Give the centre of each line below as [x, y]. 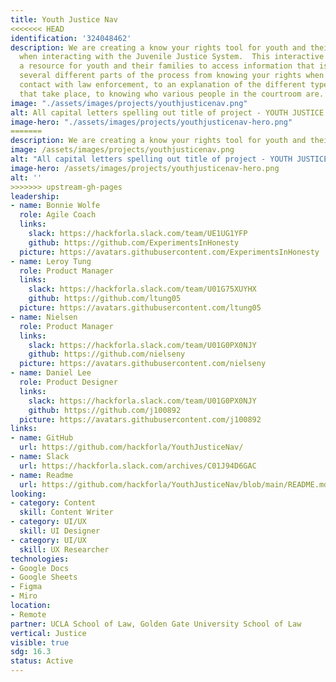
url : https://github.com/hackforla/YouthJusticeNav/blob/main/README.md [174, 484]
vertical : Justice [48, 633]
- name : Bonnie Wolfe [55, 206]
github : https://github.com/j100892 [105, 410]
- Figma [26, 587]
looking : [28, 494]
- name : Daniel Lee [51, 373]
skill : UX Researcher [64, 549]
